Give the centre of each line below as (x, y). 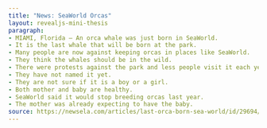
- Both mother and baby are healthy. (71, 89)
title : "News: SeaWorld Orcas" (60, 16)
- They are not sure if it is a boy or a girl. (89, 82)
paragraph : (26, 30)
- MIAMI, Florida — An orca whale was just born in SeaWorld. (113, 38)
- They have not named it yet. (60, 75)
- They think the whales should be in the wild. (90, 60)
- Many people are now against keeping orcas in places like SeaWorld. (129, 52)
